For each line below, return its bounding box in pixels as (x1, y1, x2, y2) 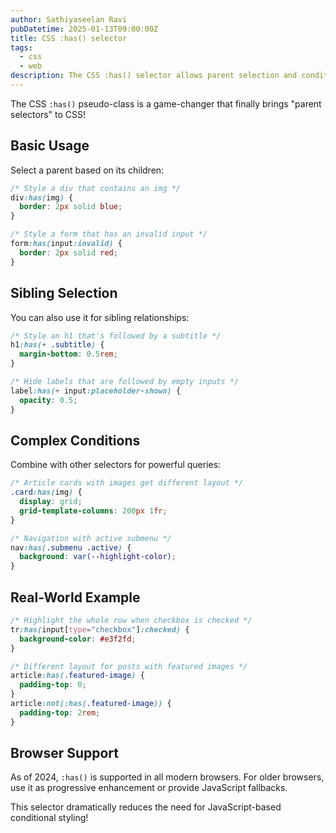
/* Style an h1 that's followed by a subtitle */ (10, 331, 222, 341)
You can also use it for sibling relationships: (10, 311, 190, 323)
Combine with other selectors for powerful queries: (10, 459, 222, 471)
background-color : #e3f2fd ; (19, 634, 137, 644)
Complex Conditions (10, 432, 141, 449)
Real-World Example (10, 589, 141, 606)
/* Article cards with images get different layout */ (10, 478, 244, 488)
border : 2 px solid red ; (19, 247, 118, 258)
